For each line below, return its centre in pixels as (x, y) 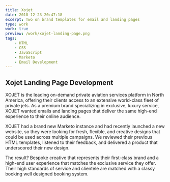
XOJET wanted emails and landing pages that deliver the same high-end (81, 111)
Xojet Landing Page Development (59, 83)
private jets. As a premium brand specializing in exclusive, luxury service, (82, 106)
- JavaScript (28, 52)
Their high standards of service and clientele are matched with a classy (80, 169)
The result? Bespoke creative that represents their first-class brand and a (82, 158)
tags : (11, 39)
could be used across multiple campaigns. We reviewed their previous (79, 137)
